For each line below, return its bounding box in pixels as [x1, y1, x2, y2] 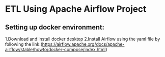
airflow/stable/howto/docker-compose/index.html [5, 47, 106, 52]
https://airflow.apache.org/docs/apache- [42, 41, 125, 47]
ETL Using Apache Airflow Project [5, 3, 146, 15]
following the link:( [5, 41, 43, 47]
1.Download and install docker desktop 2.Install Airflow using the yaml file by [5, 36, 161, 42]
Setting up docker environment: [5, 23, 105, 31]
